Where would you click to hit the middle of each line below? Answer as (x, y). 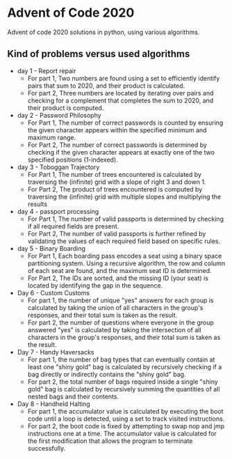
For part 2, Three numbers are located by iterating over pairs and (121, 93)
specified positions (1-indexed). (73, 160)
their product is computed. (66, 108)
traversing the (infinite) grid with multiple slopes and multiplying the (124, 196)
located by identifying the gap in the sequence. (95, 285)
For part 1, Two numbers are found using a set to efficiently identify (124, 78)
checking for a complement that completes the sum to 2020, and (121, 100)
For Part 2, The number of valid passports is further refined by (117, 233)
